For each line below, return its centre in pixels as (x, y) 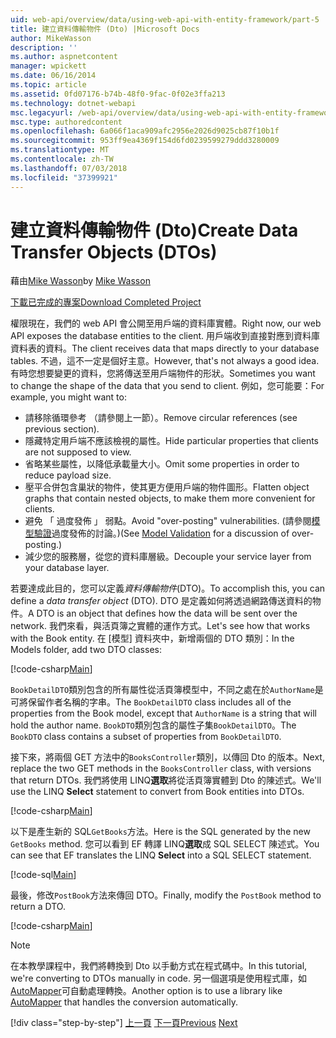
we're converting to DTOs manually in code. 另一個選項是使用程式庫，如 (158, 978)
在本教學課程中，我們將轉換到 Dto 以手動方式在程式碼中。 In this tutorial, (159, 966)
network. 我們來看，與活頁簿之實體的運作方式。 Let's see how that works (160, 626)
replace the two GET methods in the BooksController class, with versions (161, 768)
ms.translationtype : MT (60, 150)
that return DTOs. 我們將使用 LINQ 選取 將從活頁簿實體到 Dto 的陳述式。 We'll (166, 780)
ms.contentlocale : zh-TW (62, 159)
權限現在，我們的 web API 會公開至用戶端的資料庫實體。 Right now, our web (166, 323)
